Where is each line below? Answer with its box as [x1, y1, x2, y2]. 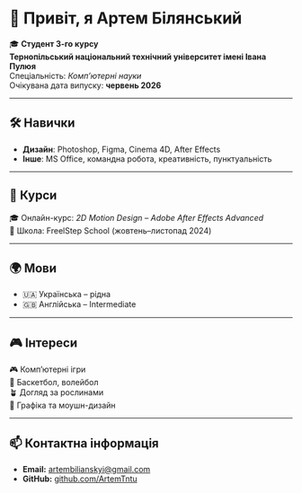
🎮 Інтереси [9, 335, 78, 350]
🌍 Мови [9, 260, 57, 276]
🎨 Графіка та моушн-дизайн [9, 400, 116, 411]
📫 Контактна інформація [9, 436, 159, 451]
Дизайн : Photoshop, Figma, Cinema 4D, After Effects [22, 144, 221, 154]
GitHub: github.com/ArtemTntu [22, 473, 138, 484]
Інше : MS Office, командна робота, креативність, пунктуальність [22, 153, 272, 164]
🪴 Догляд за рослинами [9, 387, 104, 398]
